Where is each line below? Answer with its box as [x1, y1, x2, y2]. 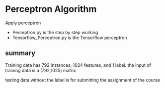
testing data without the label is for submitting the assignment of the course [5, 77, 161, 83]
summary [5, 49, 36, 57]
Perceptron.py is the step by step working [12, 29, 98, 35]
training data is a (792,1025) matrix [5, 67, 76, 73]
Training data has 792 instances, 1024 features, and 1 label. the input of [5, 62, 152, 68]
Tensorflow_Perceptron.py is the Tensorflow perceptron [12, 35, 127, 41]
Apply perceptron [5, 20, 41, 26]
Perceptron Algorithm [5, 3, 97, 15]
